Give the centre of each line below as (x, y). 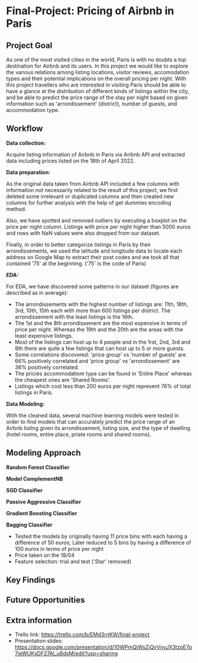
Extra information (39, 620)
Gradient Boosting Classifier (42, 513)
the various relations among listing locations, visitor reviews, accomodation (98, 72)
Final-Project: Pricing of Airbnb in (90, 11)
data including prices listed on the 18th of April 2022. (71, 161)
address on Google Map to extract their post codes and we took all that (93, 257)
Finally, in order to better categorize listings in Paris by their (79, 244)
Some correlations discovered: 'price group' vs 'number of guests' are (100, 355)
